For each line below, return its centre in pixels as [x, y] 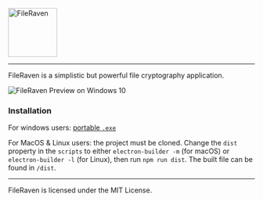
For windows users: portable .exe [62, 127]
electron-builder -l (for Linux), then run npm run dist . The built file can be [130, 160]
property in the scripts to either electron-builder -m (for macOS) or [119, 151]
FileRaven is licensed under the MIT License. [80, 190]
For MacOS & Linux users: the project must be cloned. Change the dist [123, 143]
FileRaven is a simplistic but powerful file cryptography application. [116, 75]
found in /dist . [32, 168]
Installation [30, 110]
